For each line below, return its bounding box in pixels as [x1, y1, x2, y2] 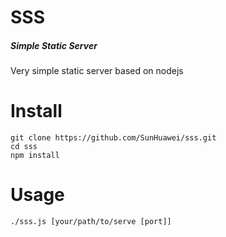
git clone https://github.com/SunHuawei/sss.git [10, 133, 217, 143]
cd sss [10, 142, 38, 152]
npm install [10, 151, 60, 161]
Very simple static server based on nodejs [10, 65, 184, 77]
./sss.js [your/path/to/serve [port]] [10, 217, 172, 227]
